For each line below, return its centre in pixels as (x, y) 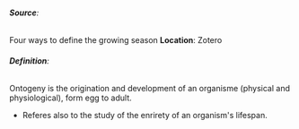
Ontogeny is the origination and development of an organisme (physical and (149, 89)
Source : (24, 13)
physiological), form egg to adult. (70, 98)
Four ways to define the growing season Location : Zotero (116, 40)
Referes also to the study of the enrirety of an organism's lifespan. (145, 116)
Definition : (29, 60)
